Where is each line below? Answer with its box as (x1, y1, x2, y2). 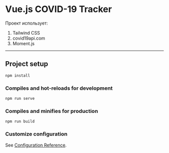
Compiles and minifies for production (5, 107, 98, 114)
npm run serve (5, 96, 35, 101)
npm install (5, 73, 30, 78)
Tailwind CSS (12, 30, 40, 36)
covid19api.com (12, 35, 45, 41)
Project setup (5, 60, 49, 68)
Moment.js (12, 40, 35, 46)
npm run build (5, 119, 35, 124)
